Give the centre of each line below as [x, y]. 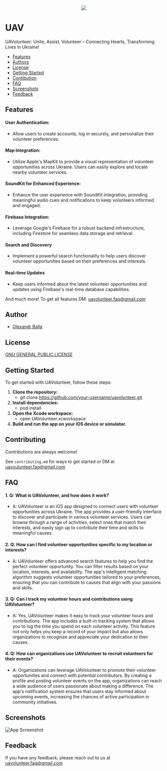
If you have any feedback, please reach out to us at [58, 757]
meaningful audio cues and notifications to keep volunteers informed [83, 200]
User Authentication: [27, 122]
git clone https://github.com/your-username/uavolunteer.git [81, 397]
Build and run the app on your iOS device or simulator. [69, 424]
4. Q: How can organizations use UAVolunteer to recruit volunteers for [79, 654]
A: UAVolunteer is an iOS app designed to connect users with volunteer [85, 506]
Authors [20, 62]
